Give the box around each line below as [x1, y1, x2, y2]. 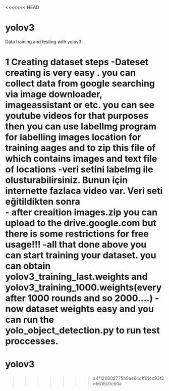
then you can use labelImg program [5, 121, 157, 132]
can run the [5, 314, 54, 325]
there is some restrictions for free [5, 228, 149, 239]
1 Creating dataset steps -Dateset [5, 57, 149, 68]
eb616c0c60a [93, 381, 122, 387]
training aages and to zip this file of [5, 142, 156, 154]
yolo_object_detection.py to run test [5, 325, 160, 336]
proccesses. [5, 335, 59, 347]
